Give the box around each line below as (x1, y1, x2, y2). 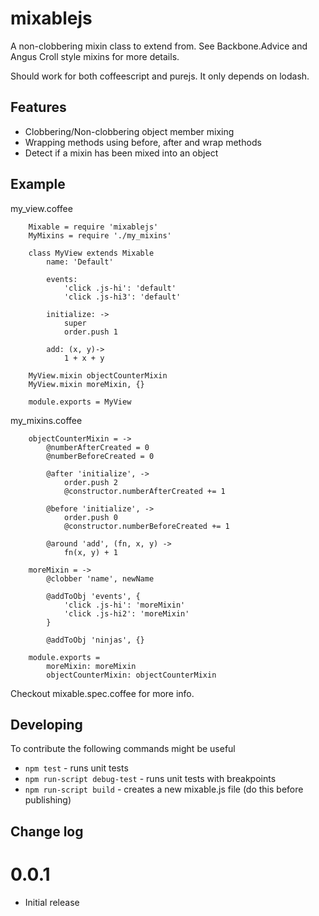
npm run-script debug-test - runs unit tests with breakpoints (24, 773, 277, 785)
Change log (10, 823, 84, 840)
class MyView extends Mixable (28, 248, 155, 258)
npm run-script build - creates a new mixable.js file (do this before (24, 783, 304, 796)
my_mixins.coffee (10, 414, 83, 426)
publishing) (24, 794, 72, 806)
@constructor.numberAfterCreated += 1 (63, 486, 226, 496)
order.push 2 (63, 477, 118, 487)
